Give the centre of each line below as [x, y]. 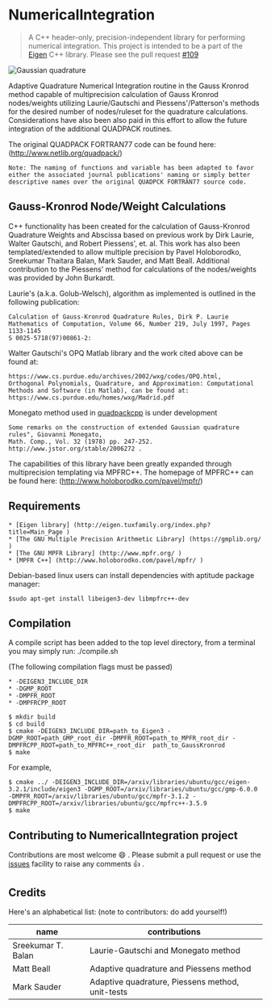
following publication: [44, 302]
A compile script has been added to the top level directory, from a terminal [132, 643]
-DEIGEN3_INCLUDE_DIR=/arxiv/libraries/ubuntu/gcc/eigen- [151, 782]
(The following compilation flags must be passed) [91, 667]
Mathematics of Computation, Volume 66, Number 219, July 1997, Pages [129, 324]
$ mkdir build [32, 717]
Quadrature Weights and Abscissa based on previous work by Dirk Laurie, [131, 234]
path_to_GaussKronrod [189, 745]
